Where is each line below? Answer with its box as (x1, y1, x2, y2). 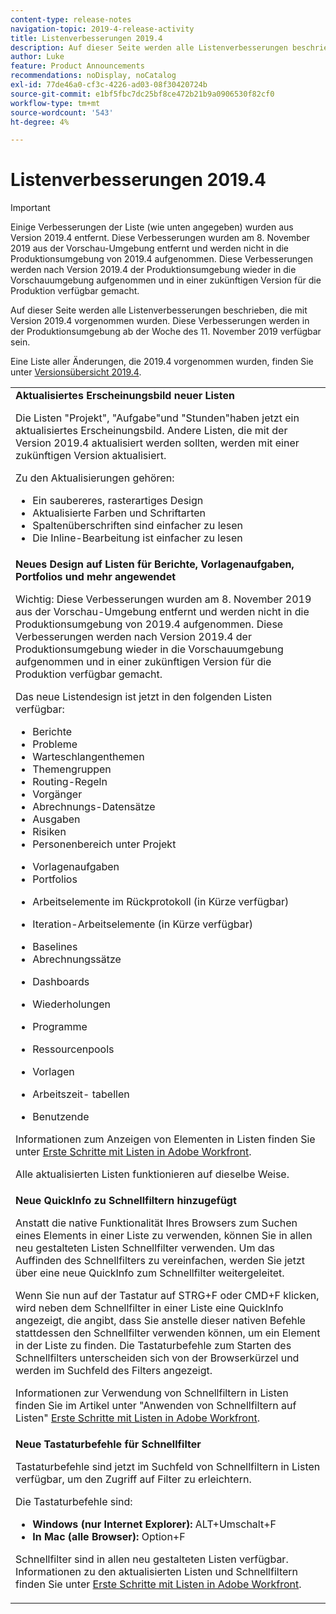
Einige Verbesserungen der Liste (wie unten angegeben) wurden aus (10, 221, 294, 233)
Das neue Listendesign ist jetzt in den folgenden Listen (15, 690, 273, 704)
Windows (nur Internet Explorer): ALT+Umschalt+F (32, 1517, 277, 1531)
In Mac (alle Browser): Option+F (32, 1530, 186, 1544)
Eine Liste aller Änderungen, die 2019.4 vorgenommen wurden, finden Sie (10, 356, 314, 368)
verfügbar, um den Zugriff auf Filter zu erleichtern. (15, 1472, 252, 1486)
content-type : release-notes (10, 14, 132, 25)
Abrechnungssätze (32, 952, 122, 966)
